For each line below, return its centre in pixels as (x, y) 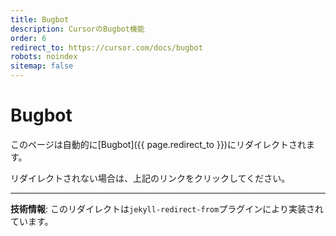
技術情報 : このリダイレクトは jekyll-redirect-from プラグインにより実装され (167, 208)
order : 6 (28, 38)
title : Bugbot (40, 19)
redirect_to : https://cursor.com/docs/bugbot (106, 47)
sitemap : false (42, 66)
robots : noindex (44, 57)
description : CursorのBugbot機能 (77, 29)
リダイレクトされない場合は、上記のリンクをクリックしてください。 (150, 178)
